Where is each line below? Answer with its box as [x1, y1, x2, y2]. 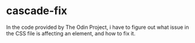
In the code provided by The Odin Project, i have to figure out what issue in [6, 24, 189, 31]
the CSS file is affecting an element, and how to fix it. [6, 29, 136, 37]
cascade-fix [6, 4, 68, 18]
